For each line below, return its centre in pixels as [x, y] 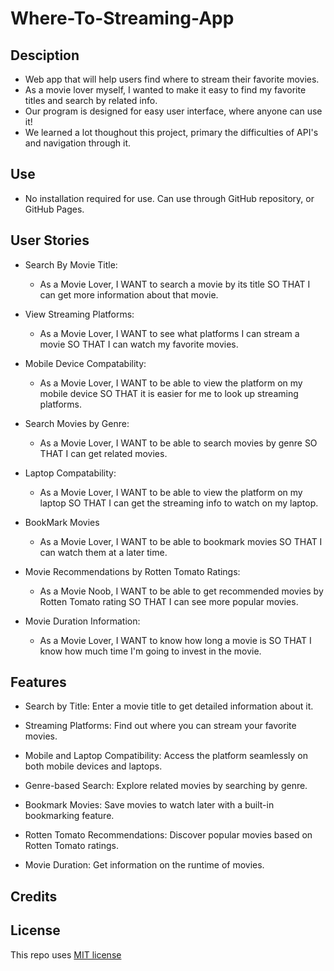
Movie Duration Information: [82, 621]
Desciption [45, 55]
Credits [34, 896]
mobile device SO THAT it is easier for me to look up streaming [169, 393]
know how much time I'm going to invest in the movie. [150, 651]
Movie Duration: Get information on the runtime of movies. [144, 865]
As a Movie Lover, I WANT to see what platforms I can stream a [169, 333]
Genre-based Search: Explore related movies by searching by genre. [166, 786]
